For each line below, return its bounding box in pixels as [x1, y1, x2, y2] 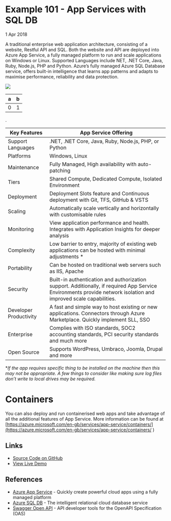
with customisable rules [49, 211, 106, 218]
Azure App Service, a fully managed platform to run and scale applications [5, 52, 161, 58]
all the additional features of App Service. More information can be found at [5, 415, 164, 422]
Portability [8, 264, 33, 271]
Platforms [8, 152, 31, 159]
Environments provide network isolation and [49, 289, 155, 296]
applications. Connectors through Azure [49, 309, 145, 317]
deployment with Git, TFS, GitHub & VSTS [49, 196, 149, 203]
